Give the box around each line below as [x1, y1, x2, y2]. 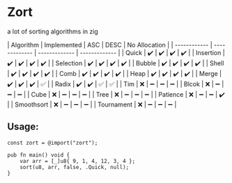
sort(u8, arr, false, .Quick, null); [20, 164, 130, 170]
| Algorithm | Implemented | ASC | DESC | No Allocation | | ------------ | [7, 40, 212, 49]
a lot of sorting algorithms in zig [7, 27, 99, 35]
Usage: [7, 121, 40, 133]
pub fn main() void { [7, 151, 70, 159]
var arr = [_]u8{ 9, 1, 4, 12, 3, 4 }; [20, 157, 136, 164]
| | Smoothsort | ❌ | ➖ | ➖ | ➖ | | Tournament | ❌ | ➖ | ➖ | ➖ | [7, 100, 177, 109]
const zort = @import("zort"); [7, 139, 98, 146]
